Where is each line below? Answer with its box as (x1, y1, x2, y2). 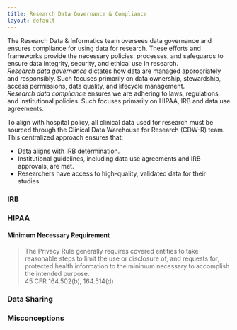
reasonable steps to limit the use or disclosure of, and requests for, (24, 254, 220, 263)
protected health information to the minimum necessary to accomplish (24, 261, 230, 270)
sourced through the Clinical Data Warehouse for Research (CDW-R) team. (7, 125, 225, 134)
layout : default (7, 17, 55, 24)
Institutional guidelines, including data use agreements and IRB (17, 154, 202, 163)
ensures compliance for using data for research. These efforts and (7, 44, 202, 52)
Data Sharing (7, 295, 53, 305)
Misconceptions (7, 313, 65, 323)
